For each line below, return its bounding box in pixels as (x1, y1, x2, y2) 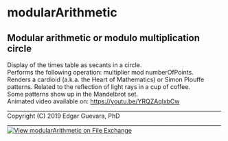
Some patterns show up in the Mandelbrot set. (7, 90, 139, 98)
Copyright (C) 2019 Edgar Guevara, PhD (7, 112, 120, 120)
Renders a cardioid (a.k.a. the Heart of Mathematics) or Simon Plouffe (7, 75, 205, 84)
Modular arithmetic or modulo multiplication (7, 32, 201, 44)
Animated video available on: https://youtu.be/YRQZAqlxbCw (7, 97, 180, 105)
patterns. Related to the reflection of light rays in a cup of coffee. (7, 83, 191, 90)
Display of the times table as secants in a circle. (7, 61, 142, 69)
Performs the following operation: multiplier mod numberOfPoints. (7, 68, 194, 76)
